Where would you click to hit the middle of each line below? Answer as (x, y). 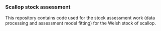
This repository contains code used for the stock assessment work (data (80, 18)
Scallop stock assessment (38, 7)
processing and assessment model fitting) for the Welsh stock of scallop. (81, 23)
